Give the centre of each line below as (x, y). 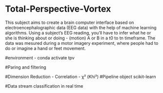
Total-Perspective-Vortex (58, 9)
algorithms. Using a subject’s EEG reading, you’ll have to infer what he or (78, 33)
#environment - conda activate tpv (40, 57)
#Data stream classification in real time (44, 86)
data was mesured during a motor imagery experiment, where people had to (82, 43)
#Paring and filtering (26, 67)
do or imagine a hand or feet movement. (45, 48)
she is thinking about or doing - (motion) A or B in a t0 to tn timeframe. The (80, 38)
